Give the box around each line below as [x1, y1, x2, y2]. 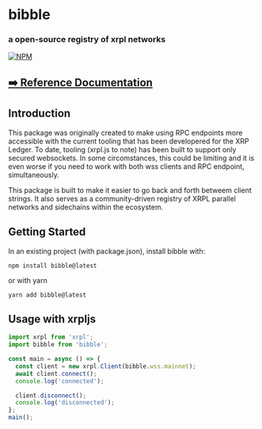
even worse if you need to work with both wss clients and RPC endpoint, [8, 161, 245, 171]
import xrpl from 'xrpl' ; [8, 333, 93, 342]
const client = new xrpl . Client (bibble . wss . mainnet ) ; [15, 362, 196, 370]
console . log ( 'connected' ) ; [15, 377, 104, 385]
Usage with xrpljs [8, 312, 97, 326]
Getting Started [8, 225, 86, 239]
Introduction [8, 107, 71, 121]
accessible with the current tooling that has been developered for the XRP [8, 136, 249, 146]
